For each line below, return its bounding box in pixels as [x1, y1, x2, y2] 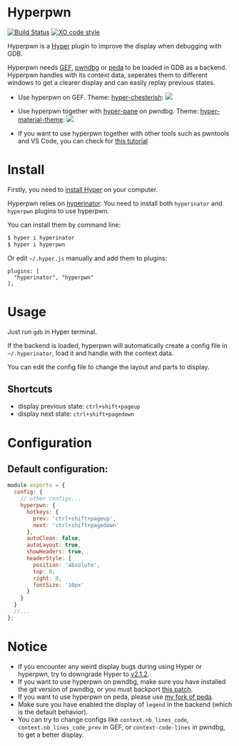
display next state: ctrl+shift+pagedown [17, 409, 134, 418]
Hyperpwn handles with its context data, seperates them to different [7, 71, 208, 79]
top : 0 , [33, 568, 56, 575]
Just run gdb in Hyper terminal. [7, 327, 98, 336]
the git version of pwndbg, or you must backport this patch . [17, 685, 193, 693]
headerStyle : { [26, 555, 72, 562]
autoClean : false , [26, 535, 81, 542]
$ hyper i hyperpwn [7, 240, 66, 248]
